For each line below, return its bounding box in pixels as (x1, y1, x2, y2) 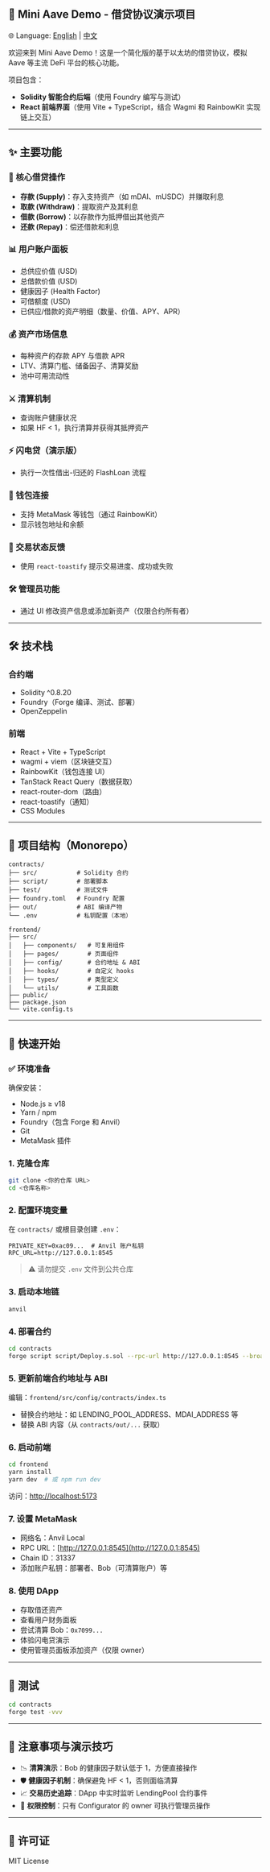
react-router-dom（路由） (19, 786, 107, 796)
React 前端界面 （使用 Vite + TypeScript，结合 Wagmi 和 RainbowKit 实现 (19, 101, 261, 111)
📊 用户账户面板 (8, 244, 68, 255)
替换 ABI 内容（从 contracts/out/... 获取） (19, 1419, 165, 1429)
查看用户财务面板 (19, 1615, 77, 1625)
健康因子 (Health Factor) (19, 286, 100, 296)
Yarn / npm (19, 1108, 57, 1117)
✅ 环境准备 (8, 1062, 51, 1074)
